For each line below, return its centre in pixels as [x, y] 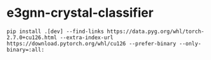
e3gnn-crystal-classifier [80, 13]
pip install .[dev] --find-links [55, 31]
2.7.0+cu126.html [32, 37]
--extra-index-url [87, 37]
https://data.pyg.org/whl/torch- [156, 31]
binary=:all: [26, 50]
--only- [190, 43]
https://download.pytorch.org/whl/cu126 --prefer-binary [91, 43]
